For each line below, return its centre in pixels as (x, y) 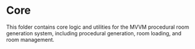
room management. (31, 39)
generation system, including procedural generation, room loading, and (94, 33)
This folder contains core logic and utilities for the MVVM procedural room (98, 27)
